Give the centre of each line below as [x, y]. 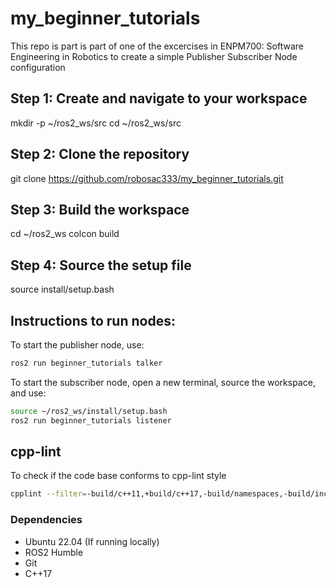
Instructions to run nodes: [93, 320]
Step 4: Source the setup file [101, 265]
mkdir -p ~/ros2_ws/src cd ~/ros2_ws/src [96, 123]
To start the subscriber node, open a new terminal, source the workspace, [163, 382]
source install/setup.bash [62, 289]
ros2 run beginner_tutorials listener [91, 420]
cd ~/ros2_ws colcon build [65, 234]
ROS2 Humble [54, 552]
